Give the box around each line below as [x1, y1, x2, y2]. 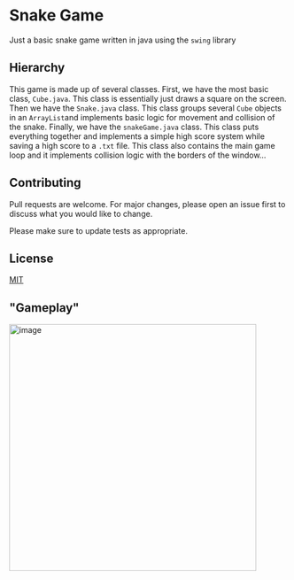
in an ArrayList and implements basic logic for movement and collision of [9, 112, 275, 122]
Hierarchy [9, 60, 66, 75]
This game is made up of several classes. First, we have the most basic [9, 83, 269, 94]
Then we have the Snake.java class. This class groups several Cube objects [9, 103, 282, 113]
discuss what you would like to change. [9, 208, 153, 219]
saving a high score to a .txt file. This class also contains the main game [9, 140, 276, 151]
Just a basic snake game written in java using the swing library [9, 35, 236, 45]
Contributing [9, 175, 81, 190]
